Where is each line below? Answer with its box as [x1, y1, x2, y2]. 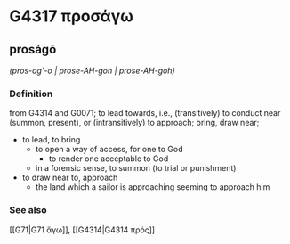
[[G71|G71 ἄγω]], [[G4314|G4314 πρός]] [9, 224, 156, 235]
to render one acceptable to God [48, 153, 169, 164]
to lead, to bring [21, 134, 81, 145]
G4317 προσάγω [9, 6, 133, 27]
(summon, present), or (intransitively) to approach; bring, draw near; [9, 118, 260, 128]
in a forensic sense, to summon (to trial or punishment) [35, 163, 237, 174]
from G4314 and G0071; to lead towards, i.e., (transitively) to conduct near [9, 108, 281, 118]
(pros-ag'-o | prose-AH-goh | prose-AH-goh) [9, 65, 175, 76]
